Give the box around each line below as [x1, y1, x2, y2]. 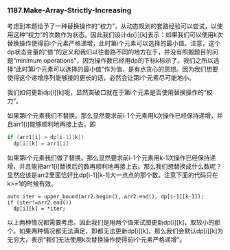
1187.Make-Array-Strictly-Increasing [7, 6, 132, 15]
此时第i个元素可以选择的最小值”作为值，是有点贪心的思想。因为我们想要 [16, 65, 218, 74]
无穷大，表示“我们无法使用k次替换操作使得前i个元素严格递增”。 [7, 236, 186, 244]
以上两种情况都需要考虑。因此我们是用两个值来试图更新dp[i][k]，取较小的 [7, 218, 215, 227]
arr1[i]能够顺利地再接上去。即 [12, 120, 96, 129]
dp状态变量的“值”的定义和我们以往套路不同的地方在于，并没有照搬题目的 [7, 48, 213, 56]
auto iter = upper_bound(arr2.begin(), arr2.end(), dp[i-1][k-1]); [7, 194, 205, 200]
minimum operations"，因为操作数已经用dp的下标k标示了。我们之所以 [16, 56, 214, 65]
